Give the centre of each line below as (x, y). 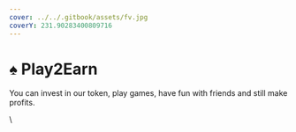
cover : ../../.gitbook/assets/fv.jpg (79, 17)
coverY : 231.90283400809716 (61, 26)
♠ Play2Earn (53, 69)
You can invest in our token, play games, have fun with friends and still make (148, 93)
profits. (22, 103)
